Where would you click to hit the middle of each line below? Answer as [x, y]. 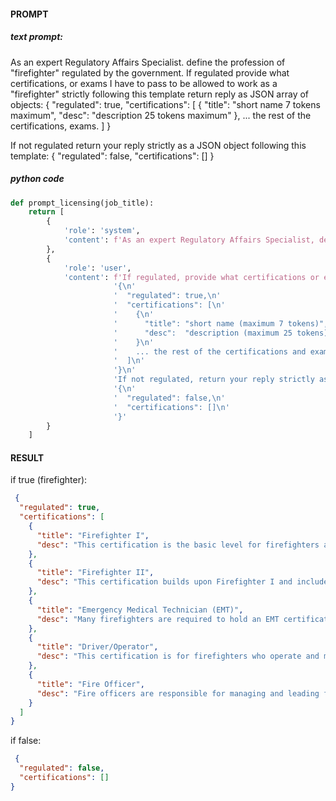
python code [37, 179]
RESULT [27, 457]
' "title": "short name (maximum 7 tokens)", [221, 323]
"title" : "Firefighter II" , [95, 573]
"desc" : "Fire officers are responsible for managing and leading [178, 693]
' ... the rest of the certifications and [210, 351]
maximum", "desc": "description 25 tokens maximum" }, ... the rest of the [161, 115]
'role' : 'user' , [97, 268]
